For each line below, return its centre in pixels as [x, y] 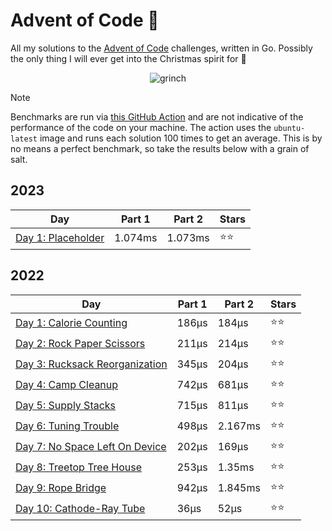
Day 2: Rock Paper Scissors [80, 344]
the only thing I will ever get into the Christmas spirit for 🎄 [128, 58]
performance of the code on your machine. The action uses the [141, 127]
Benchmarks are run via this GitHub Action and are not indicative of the [157, 116]
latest [24, 139]
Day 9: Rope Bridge [61, 488]
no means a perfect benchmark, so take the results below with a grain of [160, 148]
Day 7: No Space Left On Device [91, 447]
